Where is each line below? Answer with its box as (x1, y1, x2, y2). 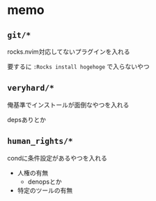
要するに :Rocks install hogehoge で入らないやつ (7, 62, 150, 70)
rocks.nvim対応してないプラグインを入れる (7, 47, 130, 56)
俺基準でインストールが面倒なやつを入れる (7, 100, 130, 109)
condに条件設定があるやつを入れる (7, 154, 108, 162)
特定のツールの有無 (17, 186, 73, 194)
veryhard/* (7, 83, 54, 93)
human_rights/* (7, 136, 73, 147)
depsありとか (7, 115, 47, 124)
